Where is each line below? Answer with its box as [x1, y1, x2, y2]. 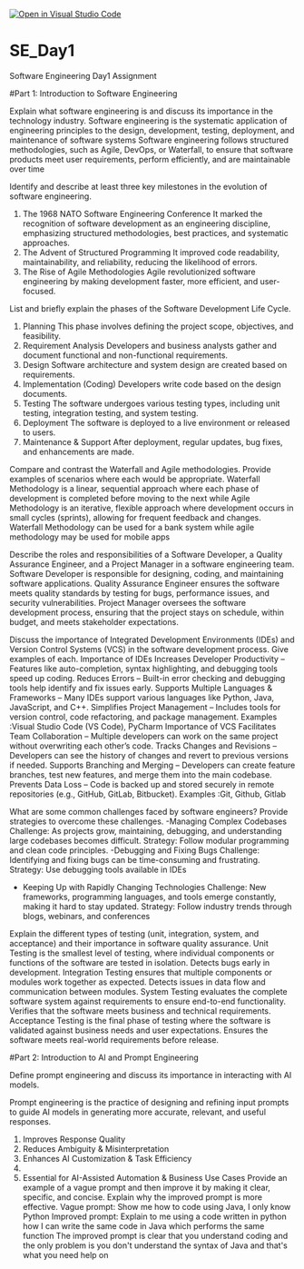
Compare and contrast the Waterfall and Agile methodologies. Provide [9, 463, 271, 474]
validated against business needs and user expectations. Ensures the [9, 1025, 269, 1036]
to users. [22, 427, 56, 438]
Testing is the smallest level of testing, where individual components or [9, 947, 275, 958]
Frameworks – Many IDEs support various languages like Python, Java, [9, 691, 275, 703]
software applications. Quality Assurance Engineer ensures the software [9, 578, 279, 589]
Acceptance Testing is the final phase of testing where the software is [9, 1015, 271, 1026]
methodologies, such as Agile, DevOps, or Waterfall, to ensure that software [9, 144, 293, 154]
